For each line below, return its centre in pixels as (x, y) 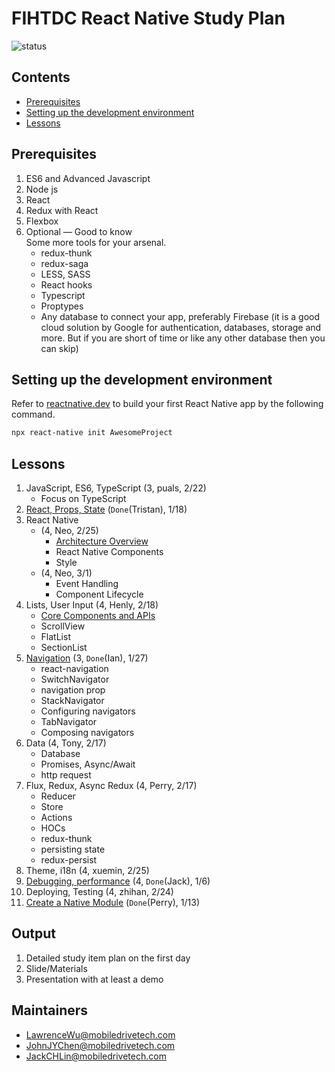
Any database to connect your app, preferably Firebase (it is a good (180, 316)
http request (66, 775)
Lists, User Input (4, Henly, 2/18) (92, 605)
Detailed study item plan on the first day (108, 958)
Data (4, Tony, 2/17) (66, 743)
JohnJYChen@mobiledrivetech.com (100, 1045)
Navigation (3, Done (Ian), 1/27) (87, 658)
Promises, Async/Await (88, 764)
